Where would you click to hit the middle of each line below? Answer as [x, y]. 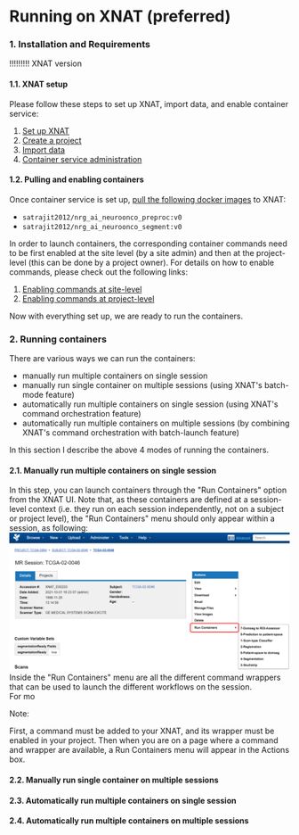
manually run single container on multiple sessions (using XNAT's [142, 385]
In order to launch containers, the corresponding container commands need [148, 244]
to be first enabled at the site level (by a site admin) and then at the [132, 252]
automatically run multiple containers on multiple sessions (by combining [156, 423]
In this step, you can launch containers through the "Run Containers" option [148, 490]
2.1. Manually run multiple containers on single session [113, 470]
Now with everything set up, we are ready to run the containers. [126, 316]
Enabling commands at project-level [88, 298]
